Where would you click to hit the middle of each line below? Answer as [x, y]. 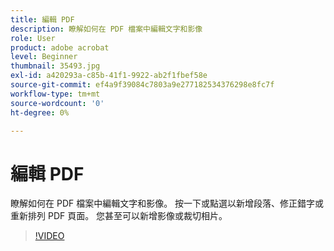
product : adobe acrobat [60, 47]
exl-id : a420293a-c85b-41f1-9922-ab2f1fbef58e [109, 76]
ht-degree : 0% [40, 112]
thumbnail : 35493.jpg [55, 66]
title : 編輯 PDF [42, 19]
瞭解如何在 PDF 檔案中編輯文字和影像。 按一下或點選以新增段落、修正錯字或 [167, 203]
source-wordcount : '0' [57, 103]
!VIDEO [49, 236]
